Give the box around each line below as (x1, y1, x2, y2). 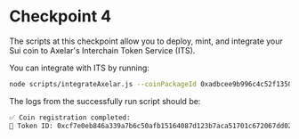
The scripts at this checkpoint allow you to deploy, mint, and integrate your (9, 36, 283, 46)
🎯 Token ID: (9, 121, 53, 130)
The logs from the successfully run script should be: (9, 95, 201, 106)
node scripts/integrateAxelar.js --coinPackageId (9, 79, 198, 88)
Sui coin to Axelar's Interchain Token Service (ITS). (9, 45, 196, 55)
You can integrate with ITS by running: (9, 62, 149, 73)
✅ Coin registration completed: (9, 113, 131, 122)
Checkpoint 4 (9, 6, 112, 27)
